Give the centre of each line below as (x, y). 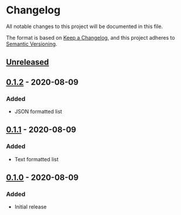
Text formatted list (36, 159)
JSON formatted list (38, 112)
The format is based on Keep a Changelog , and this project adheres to (90, 37)
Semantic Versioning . (32, 44)
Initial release (30, 207)
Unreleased (28, 62)
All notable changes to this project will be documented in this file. (85, 26)
